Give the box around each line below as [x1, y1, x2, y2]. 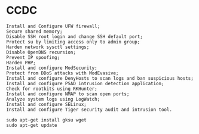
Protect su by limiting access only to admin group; [6, 39, 140, 45]
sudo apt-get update [6, 122, 58, 128]
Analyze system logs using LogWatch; [6, 96, 100, 102]
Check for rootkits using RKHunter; [6, 86, 97, 92]
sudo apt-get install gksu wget [6, 117, 87, 123]
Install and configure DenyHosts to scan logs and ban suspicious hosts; [6, 75, 194, 81]
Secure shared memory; [6, 28, 63, 35]
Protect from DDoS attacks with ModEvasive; [6, 70, 119, 76]
